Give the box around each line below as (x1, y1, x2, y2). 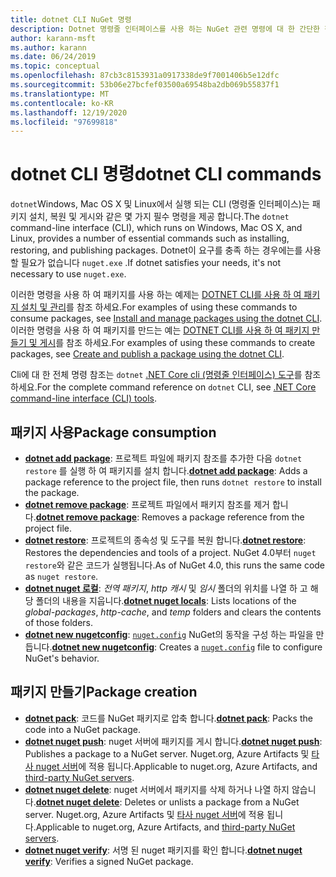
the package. (24, 487, 80, 498)
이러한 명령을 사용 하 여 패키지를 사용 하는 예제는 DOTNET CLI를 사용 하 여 (10, 289, 302, 301)
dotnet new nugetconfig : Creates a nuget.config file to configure (51, 641, 323, 653)
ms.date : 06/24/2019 (10, 52, 97, 62)
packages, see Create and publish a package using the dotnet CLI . (10, 348, 285, 360)
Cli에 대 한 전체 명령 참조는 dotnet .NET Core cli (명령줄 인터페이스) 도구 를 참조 (10, 369, 322, 381)
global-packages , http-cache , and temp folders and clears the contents (24, 606, 322, 618)
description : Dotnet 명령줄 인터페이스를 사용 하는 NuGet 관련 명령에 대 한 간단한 (10, 24, 321, 34)
